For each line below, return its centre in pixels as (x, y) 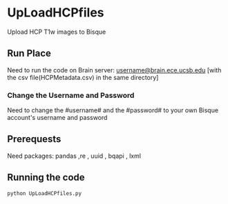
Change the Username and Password (71, 95)
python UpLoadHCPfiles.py (44, 193)
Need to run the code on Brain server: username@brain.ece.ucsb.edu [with (114, 70)
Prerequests (34, 139)
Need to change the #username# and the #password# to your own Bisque (113, 110)
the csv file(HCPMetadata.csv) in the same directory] (83, 77)
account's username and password (57, 118)
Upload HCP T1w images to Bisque (57, 32)
